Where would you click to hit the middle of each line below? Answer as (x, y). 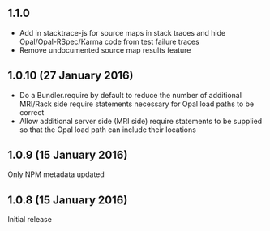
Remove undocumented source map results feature (105, 50)
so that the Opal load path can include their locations (107, 130)
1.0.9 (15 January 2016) (68, 155)
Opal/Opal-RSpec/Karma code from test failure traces (109, 41)
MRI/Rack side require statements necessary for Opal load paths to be (137, 104)
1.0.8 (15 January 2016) (68, 200)
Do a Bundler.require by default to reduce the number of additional (131, 95)
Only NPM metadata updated (56, 174)
